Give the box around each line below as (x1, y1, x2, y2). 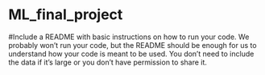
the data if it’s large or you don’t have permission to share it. (8, 57, 208, 67)
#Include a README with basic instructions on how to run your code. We (8, 32, 250, 41)
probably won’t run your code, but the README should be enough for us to (8, 40, 257, 49)
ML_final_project (8, 6, 123, 24)
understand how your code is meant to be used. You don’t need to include (8, 49, 255, 58)
